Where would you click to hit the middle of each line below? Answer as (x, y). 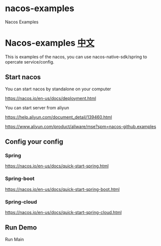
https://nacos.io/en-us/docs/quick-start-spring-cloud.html (64, 212)
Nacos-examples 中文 (50, 43)
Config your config (34, 142)
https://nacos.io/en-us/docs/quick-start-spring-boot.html (62, 189)
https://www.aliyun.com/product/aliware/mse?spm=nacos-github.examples (81, 126)
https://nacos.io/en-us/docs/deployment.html (50, 98)
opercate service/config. (30, 62)
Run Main (15, 239)
